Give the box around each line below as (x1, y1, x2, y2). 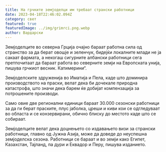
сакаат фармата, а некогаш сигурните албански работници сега (5, 55, 142, 60)
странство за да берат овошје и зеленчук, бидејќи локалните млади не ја (5, 49, 162, 55)
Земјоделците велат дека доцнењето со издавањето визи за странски (5, 126, 156, 132)
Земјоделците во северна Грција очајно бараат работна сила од (5, 44, 143, 50)
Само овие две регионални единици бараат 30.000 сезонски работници (5, 100, 160, 106)
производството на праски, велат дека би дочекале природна (5, 80, 138, 86)
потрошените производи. (5, 90, 59, 96)
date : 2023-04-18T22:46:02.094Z (5, 12, 72, 17)
